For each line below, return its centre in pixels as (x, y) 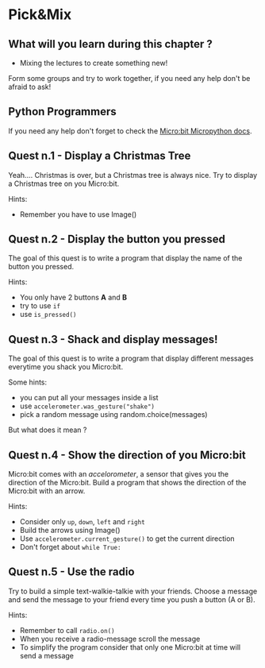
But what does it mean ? (48, 430)
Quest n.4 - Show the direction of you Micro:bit (127, 455)
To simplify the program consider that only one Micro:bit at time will (130, 647)
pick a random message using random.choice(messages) (113, 415)
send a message (46, 655)
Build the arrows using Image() (70, 531)
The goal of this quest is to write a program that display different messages (131, 358)
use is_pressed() (48, 315)
